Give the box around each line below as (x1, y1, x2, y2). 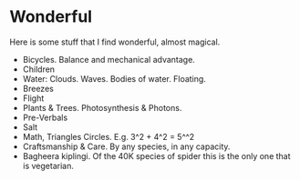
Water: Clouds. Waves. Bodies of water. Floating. (22, 73, 207, 84)
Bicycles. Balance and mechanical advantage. (22, 54, 196, 65)
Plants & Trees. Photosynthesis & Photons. (22, 102, 182, 113)
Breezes (22, 83, 55, 94)
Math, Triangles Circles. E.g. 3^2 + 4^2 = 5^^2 (22, 131, 195, 142)
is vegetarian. (22, 160, 75, 171)
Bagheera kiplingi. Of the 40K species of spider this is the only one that (22, 150, 291, 161)
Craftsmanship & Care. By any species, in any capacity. (22, 141, 231, 152)
